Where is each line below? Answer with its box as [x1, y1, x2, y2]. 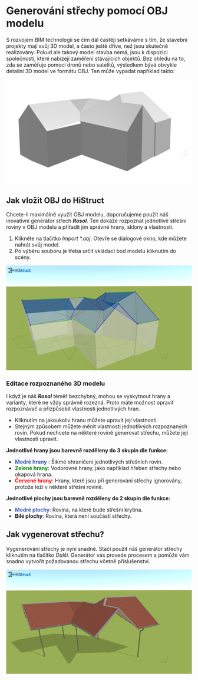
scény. [14, 254, 31, 261]
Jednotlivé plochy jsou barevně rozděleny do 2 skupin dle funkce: [6, 495, 171, 502]
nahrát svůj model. [14, 241, 60, 248]
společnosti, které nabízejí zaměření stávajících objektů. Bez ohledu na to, [6, 55, 186, 62]
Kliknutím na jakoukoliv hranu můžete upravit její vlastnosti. [14, 417, 158, 424]
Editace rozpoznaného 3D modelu [6, 379, 105, 387]
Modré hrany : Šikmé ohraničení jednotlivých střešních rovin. [14, 458, 163, 465]
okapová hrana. [14, 471, 53, 478]
